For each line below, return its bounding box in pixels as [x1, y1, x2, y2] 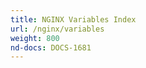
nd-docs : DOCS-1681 [10, 42, 92, 53]
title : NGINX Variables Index [10, 14, 137, 25]
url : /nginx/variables [10, 24, 105, 34]
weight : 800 [10, 33, 60, 43]
